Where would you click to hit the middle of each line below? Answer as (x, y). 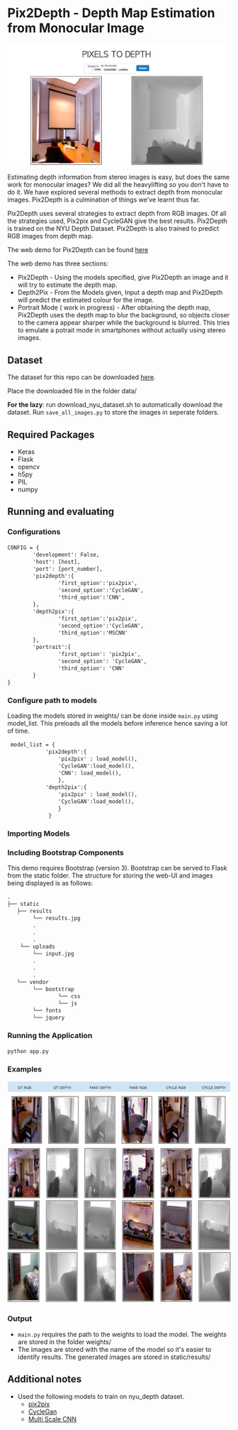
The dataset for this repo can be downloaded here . (81, 377)
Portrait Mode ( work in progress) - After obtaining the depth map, (114, 307)
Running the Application (50, 1036)
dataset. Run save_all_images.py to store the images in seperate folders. (113, 413)
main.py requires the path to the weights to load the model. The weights (122, 1334)
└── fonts (47, 1011)
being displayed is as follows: (50, 883)
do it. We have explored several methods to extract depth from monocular (115, 192)
